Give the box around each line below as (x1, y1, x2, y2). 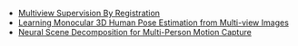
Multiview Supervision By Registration (17, 8, 161, 18)
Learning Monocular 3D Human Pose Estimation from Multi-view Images (17, 17, 289, 28)
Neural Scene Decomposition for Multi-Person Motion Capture (17, 27, 252, 37)
